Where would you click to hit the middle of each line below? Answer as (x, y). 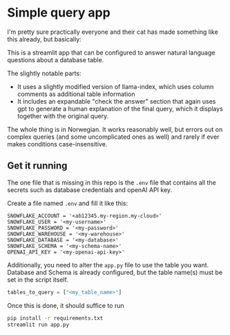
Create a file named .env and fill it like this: (68, 203)
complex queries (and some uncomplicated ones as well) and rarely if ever (113, 137)
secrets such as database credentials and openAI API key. (90, 190)
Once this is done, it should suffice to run (66, 305)
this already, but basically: (44, 39)
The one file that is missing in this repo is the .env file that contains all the (112, 182)
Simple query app (59, 13)
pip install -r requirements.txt (55, 318)
